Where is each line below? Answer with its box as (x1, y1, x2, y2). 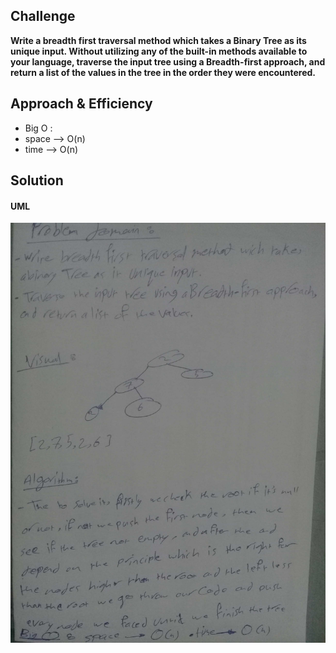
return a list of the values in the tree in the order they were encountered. (10, 66, 317, 78)
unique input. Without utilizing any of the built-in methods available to (10, 45, 308, 57)
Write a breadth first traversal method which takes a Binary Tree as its (10, 34, 307, 46)
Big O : (24, 122, 53, 134)
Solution (10, 172, 64, 189)
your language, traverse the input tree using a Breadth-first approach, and (10, 55, 326, 68)
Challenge (10, 8, 76, 25)
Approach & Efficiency (10, 95, 153, 113)
